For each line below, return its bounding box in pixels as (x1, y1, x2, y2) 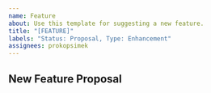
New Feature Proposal (8, 72, 123, 86)
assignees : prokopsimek (8, 42, 89, 50)
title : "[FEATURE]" (8, 27, 74, 35)
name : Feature (8, 11, 57, 20)
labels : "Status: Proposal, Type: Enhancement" (8, 34, 172, 43)
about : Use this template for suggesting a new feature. (8, 19, 205, 27)
